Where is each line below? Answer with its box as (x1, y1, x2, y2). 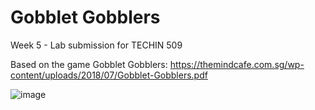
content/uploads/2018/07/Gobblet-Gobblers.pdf (10, 69, 208, 81)
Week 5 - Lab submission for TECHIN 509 (10, 39, 183, 51)
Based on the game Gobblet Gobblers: (10, 58, 168, 70)
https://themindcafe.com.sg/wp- (169, 58, 305, 70)
